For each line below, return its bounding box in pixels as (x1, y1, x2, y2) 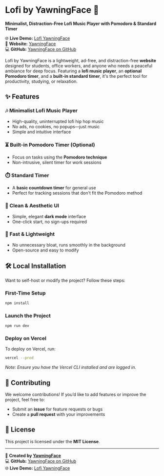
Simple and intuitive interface (12, 129, 71, 135)
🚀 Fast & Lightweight (5, 231, 55, 238)
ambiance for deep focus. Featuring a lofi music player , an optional (5, 68, 142, 74)
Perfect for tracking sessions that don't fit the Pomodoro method (12, 190, 143, 196)
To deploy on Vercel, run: (5, 346, 56, 352)
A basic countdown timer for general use (12, 185, 96, 191)
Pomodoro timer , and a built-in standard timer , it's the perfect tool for (5, 73, 147, 79)
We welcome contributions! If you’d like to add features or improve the (5, 391, 146, 397)
